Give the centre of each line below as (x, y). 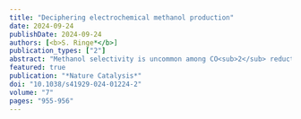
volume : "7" (31, 92)
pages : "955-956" (42, 101)
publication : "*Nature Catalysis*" (76, 76)
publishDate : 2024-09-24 (56, 34)
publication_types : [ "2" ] (57, 51)
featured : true (38, 68)
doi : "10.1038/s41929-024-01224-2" (76, 84)
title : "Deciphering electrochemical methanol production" (122, 17)
